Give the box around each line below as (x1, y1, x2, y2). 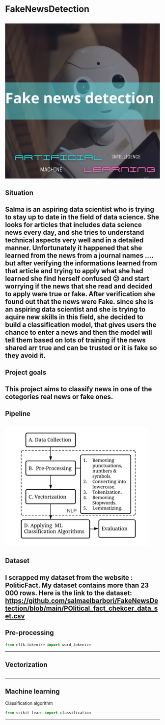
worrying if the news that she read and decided (5, 282, 153, 291)
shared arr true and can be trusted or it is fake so (5, 344, 157, 352)
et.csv (5, 612, 25, 620)
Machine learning (5, 687, 60, 695)
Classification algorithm (5, 700, 53, 706)
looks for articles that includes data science (5, 221, 142, 229)
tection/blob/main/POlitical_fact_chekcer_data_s (5, 604, 158, 612)
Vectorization (5, 661, 48, 669)
